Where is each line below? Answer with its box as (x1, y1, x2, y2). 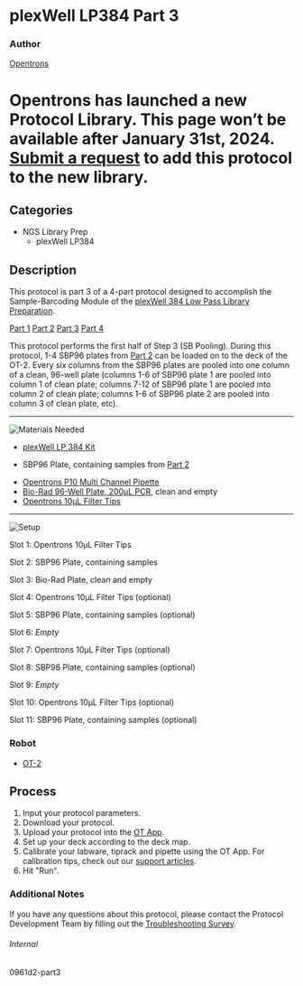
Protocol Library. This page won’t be (9, 109, 287, 129)
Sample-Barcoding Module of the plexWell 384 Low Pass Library (9, 296, 250, 307)
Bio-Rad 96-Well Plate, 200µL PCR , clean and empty (22, 486, 218, 497)
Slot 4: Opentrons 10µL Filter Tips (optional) (9, 592, 171, 603)
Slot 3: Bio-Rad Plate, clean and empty (9, 575, 153, 586)
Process (9, 784, 57, 799)
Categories (9, 202, 74, 218)
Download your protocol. (22, 817, 115, 828)
